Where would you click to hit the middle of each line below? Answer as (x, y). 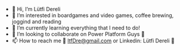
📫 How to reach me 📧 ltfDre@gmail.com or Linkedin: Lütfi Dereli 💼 (93, 41)
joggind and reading (36, 21)
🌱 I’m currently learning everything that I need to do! (76, 28)
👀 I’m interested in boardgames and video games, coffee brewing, (93, 15)
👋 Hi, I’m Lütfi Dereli (36, 9)
